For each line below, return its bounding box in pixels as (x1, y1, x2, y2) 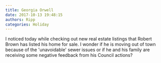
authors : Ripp (5, 17, 36, 22)
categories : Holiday (5, 22, 50, 27)
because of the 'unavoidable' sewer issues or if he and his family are (5, 47, 150, 53)
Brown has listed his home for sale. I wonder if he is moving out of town (5, 41, 156, 48)
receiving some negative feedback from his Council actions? (5, 52, 133, 58)
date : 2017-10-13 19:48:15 (5, 12, 63, 17)
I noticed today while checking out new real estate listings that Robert (5, 36, 152, 42)
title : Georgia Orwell (5, 7, 54, 13)
